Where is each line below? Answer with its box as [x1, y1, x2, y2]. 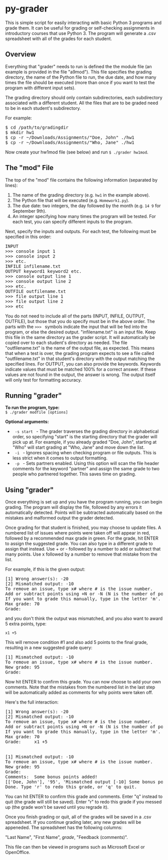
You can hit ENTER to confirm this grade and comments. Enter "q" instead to [5, 793, 163, 800]
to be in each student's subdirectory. [5, 105, 81, 111]
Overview [5, 50, 36, 59]
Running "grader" [5, 391, 62, 400]
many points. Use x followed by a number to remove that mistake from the [5, 551, 157, 557]
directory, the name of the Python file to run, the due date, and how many [5, 74, 156, 80]
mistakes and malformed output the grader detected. [5, 515, 114, 521]
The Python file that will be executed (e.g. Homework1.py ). [12, 197, 129, 203]
